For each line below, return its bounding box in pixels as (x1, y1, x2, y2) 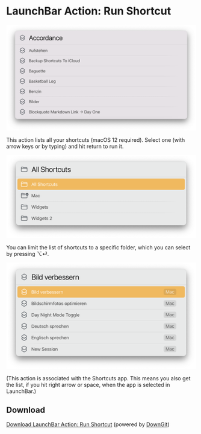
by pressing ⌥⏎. (6, 251, 49, 258)
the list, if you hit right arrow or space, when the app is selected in (6, 381, 170, 388)
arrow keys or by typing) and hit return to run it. (6, 142, 124, 150)
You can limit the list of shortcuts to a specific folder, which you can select (6, 244, 191, 251)
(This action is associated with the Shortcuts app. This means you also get (6, 374, 191, 381)
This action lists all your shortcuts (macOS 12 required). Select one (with (6, 136, 185, 143)
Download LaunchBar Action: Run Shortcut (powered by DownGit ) (6, 421, 170, 428)
